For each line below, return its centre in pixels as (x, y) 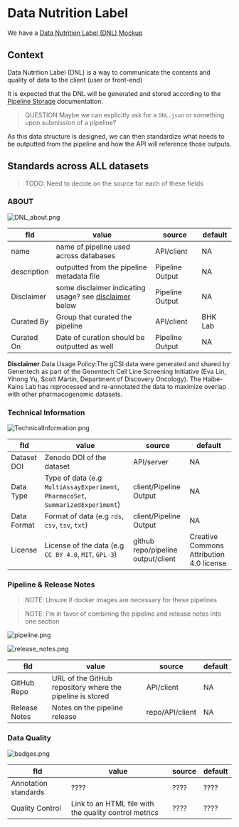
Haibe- (213, 379)
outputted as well (85, 346)
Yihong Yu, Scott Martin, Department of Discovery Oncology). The (104, 379)
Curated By (30, 321)
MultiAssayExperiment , (82, 487)
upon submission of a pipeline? (70, 122)
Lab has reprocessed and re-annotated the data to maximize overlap (126, 386)
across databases (86, 255)
